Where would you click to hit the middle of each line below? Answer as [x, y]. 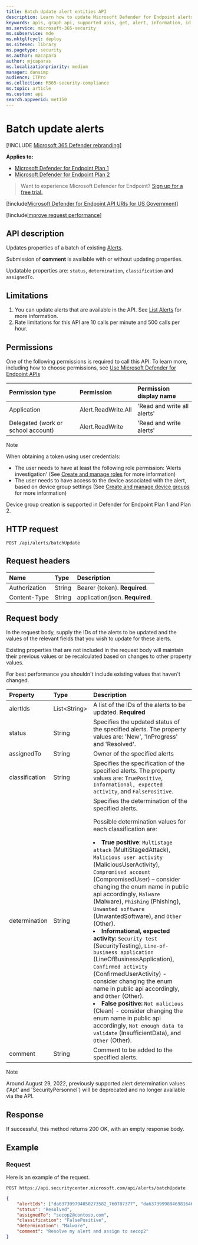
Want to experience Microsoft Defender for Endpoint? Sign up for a [102, 186]
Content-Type [29, 597]
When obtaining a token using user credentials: [63, 456]
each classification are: [125, 829]
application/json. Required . [114, 597]
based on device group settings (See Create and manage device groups [102, 487]
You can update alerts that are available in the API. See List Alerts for [98, 310]
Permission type [33, 392]
